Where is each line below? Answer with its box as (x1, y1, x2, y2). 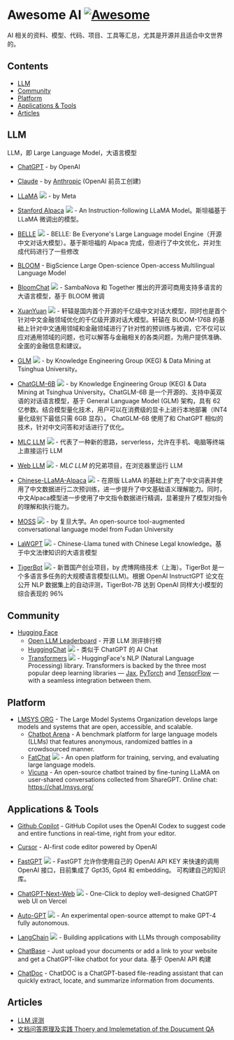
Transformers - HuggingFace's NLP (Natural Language (27, 654, 194, 663)
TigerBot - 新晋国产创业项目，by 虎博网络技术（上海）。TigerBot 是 (17, 563, 219, 571)
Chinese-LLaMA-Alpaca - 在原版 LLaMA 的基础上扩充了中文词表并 (17, 476, 217, 484)
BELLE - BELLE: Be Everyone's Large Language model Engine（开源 (17, 229, 222, 238)
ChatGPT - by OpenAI (17, 162, 80, 171)
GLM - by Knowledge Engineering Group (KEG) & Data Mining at (17, 356, 211, 365)
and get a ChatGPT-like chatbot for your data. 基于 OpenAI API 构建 (17, 955, 212, 963)
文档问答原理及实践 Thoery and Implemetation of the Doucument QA (17, 1025, 214, 1033)
